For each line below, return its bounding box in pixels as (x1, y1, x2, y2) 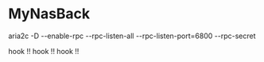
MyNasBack (8, 5, 91, 23)
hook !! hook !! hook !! (8, 46, 80, 56)
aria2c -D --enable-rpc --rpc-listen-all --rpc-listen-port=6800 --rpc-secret (8, 31, 256, 41)
